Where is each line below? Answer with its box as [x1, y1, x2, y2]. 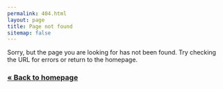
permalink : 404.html [7, 10, 67, 17]
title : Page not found [7, 23, 73, 30]
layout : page [7, 17, 45, 23]
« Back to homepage [7, 73, 79, 83]
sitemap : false [7, 29, 51, 37]
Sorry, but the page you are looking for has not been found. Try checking [7, 48, 217, 57]
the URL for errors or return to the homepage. [7, 56, 138, 64]
